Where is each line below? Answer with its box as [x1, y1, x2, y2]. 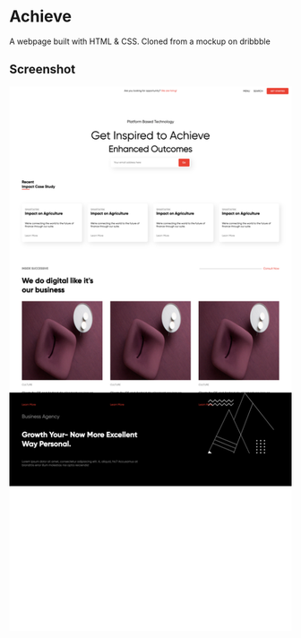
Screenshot [9, 62, 76, 77]
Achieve [9, 6, 72, 27]
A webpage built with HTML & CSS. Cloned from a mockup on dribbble [9, 36, 271, 47]
